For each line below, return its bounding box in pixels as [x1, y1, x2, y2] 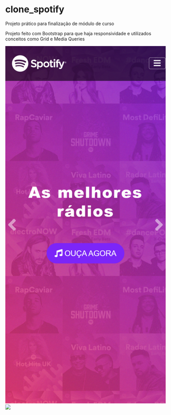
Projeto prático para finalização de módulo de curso [5, 20, 115, 27]
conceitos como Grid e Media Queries [5, 36, 85, 42]
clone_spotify [5, 4, 65, 15]
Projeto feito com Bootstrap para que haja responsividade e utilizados [5, 30, 152, 36]
